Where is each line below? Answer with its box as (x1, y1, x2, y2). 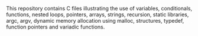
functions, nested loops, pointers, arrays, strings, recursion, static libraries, (6, 11, 189, 18)
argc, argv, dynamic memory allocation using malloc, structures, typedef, (6, 17, 184, 24)
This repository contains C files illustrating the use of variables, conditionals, (6, 5, 193, 12)
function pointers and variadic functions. (6, 23, 105, 30)
